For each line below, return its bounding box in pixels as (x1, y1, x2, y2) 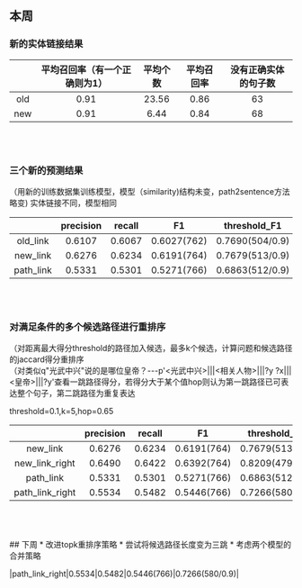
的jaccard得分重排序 (9, 354, 84, 365)
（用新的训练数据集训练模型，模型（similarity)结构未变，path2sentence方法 (9, 185, 290, 196)
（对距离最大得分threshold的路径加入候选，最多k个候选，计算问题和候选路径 (9, 343, 293, 354)
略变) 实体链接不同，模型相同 (9, 197, 118, 208)
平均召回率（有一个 (40, 63, 123, 76)
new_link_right (14, 457, 75, 470)
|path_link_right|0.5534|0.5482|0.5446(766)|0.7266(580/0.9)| (9, 568, 240, 579)
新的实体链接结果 (9, 38, 84, 50)
